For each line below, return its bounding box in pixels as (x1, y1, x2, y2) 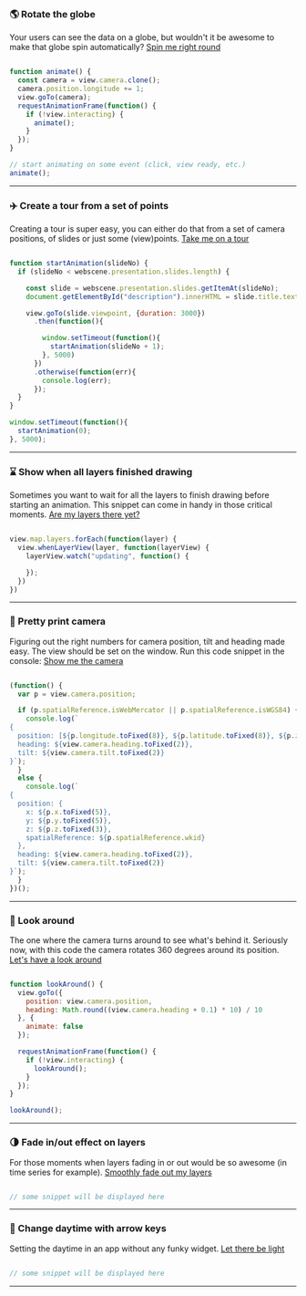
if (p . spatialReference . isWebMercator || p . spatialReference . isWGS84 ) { (17, 706, 300, 715)
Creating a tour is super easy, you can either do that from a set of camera (9, 223, 285, 234)
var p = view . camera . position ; (17, 689, 137, 699)
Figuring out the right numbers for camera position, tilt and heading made (9, 636, 285, 647)
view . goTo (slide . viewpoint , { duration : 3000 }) (25, 308, 206, 317)
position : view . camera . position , (25, 997, 153, 1006)
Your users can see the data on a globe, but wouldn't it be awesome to (9, 32, 275, 43)
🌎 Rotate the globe (9, 7, 96, 20)
